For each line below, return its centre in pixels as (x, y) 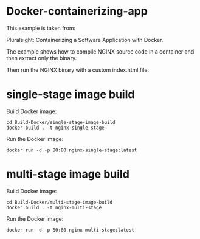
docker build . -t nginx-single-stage (55, 128)
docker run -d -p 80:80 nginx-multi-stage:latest (71, 230)
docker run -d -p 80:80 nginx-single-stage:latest (72, 150)
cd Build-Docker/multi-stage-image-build (60, 202)
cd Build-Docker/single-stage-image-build (61, 122)
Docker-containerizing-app (77, 11)
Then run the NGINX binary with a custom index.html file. (78, 70)
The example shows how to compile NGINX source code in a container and (100, 51)
